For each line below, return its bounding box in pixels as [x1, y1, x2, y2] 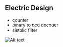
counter [12, 17, 29, 23]
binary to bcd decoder [12, 22, 59, 28]
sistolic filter [12, 27, 38, 33]
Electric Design [5, 4, 54, 12]
